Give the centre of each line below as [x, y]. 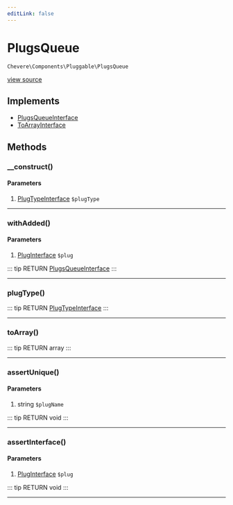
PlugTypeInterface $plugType [58, 198]
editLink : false [31, 14]
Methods [27, 147]
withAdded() [29, 223]
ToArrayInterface [41, 125]
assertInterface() [37, 442]
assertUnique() [33, 372]
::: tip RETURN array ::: [39, 348]
